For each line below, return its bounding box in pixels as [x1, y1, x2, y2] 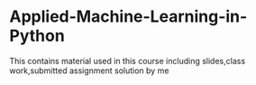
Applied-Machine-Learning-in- [9, 6, 248, 27]
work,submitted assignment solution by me [9, 65, 169, 76]
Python [9, 25, 65, 46]
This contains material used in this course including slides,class [9, 55, 246, 66]
